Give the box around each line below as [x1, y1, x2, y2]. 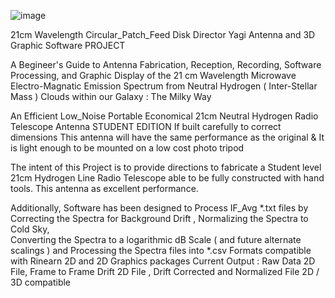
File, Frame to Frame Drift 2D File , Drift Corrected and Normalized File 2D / [10, 266, 320, 277]
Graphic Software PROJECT [10, 40, 126, 51]
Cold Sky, [10, 223, 50, 235]
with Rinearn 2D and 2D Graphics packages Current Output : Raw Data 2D [10, 255, 316, 267]
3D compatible [10, 276, 72, 288]
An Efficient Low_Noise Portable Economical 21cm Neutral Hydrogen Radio [10, 110, 319, 122]
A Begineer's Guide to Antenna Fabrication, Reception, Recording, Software [10, 59, 322, 70]
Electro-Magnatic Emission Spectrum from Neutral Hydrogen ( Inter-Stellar [10, 80, 318, 92]
